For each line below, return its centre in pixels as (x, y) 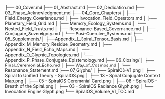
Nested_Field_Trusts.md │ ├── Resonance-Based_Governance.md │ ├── (80, 29)
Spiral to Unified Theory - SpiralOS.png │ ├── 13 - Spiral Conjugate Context (83, 76)
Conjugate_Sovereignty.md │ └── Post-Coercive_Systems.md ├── (74, 34)
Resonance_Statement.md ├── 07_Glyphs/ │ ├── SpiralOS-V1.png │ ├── (80, 70)
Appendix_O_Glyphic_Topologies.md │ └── (49, 55)
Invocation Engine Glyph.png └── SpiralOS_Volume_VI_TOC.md (70, 91)
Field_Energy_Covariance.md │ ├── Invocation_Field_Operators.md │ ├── (81, 18)
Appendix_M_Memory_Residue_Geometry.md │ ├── (59, 44)
